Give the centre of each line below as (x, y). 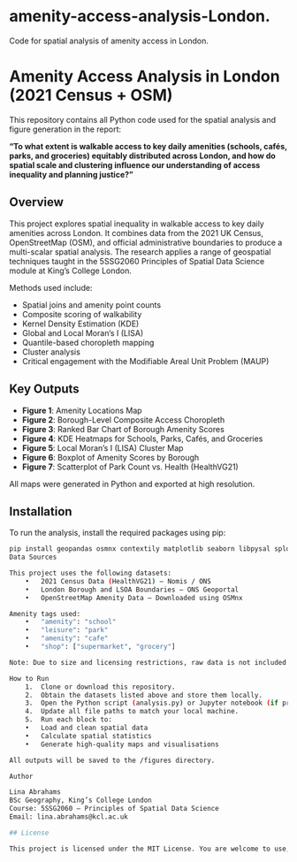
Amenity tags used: (45, 614)
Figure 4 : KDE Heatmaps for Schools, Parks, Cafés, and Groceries (142, 439)
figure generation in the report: (65, 129)
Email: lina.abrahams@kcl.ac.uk (69, 817)
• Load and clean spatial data (87, 728)
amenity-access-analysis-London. (140, 16)
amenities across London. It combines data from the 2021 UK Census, (136, 233)
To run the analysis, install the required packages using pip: (118, 533)
